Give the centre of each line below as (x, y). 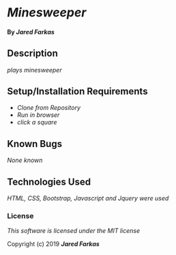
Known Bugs (35, 144)
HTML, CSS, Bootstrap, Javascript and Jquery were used (88, 198)
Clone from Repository (48, 108)
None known (25, 160)
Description (32, 54)
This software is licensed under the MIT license (74, 231)
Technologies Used (49, 182)
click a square (37, 122)
